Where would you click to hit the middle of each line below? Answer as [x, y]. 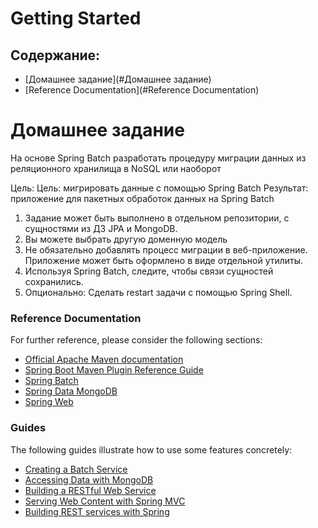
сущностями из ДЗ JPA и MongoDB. [101, 228]
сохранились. [54, 281]
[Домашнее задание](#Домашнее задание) [118, 79]
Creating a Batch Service [76, 469]
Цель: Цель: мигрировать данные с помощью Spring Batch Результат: [159, 188]
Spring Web [49, 402]
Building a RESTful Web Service [90, 490]
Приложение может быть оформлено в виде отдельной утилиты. [164, 260]
